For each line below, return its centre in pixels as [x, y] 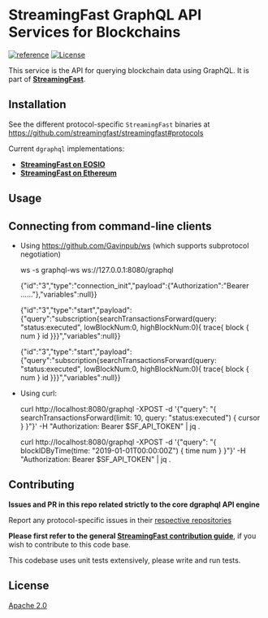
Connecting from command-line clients [110, 226]
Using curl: [38, 393]
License [29, 586]
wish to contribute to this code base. [70, 544]
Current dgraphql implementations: [67, 149]
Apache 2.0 [28, 605]
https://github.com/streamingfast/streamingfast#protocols [106, 132]
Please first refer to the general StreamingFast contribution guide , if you [132, 536]
